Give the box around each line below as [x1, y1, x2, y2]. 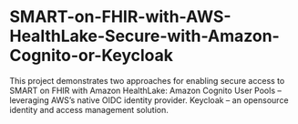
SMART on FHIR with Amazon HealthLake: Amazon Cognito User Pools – [9, 85, 283, 96]
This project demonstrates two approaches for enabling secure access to [9, 75, 285, 86]
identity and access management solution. [9, 104, 169, 115]
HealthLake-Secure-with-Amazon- [9, 26, 280, 46]
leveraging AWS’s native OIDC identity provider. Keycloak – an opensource [9, 94, 289, 106]
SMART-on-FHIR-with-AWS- [9, 6, 231, 27]
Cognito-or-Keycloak [9, 46, 174, 66]
